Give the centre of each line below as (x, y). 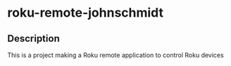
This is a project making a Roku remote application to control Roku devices (115, 55)
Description (33, 39)
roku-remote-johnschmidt (86, 13)
